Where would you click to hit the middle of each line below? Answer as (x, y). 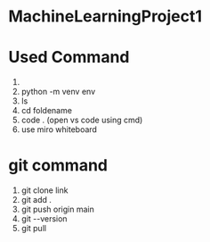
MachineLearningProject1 (105, 17)
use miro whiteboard (59, 129)
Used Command (69, 58)
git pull (33, 229)
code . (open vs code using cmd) (82, 120)
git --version (44, 219)
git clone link (44, 190)
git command (58, 166)
